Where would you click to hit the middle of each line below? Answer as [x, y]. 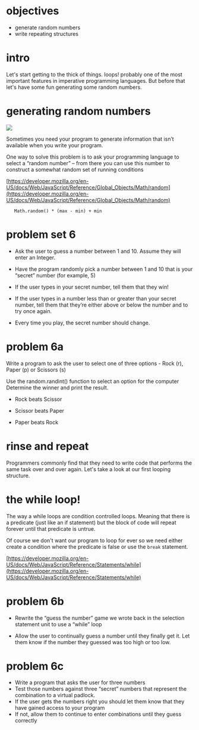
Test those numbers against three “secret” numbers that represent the [101, 689]
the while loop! [43, 499]
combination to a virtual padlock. [55, 695]
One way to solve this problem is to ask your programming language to [93, 157]
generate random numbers [48, 27]
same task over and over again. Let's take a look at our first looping [89, 469]
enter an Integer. [35, 257]
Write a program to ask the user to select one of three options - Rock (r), [95, 363]
